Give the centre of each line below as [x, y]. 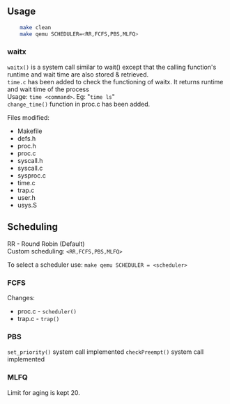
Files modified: [29, 117]
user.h [26, 197]
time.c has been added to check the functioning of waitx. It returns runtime [115, 81]
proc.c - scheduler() [47, 311]
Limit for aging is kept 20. [44, 392]
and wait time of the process [48, 89]
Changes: [21, 297]
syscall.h [30, 160]
